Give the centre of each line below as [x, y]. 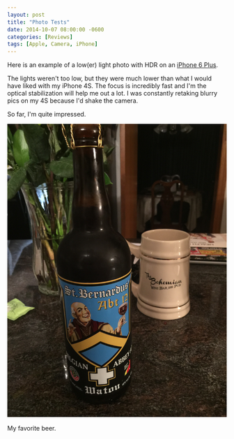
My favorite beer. [32, 429]
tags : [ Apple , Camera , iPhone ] [53, 44]
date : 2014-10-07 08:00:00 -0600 [56, 29]
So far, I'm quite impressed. [47, 114]
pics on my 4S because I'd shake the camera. [73, 101]
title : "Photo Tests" [39, 22]
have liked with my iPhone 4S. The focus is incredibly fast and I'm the [107, 86]
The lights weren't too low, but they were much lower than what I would [110, 79]
